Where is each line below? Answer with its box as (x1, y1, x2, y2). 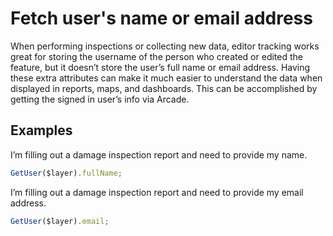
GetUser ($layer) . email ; (10, 216, 110, 226)
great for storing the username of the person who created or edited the (10, 50, 303, 62)
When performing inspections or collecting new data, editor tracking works (10, 40, 320, 52)
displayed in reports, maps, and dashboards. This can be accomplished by (10, 82, 318, 94)
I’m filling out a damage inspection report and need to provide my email (10, 186, 304, 198)
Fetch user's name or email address (10, 7, 313, 30)
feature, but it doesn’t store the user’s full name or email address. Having (10, 61, 311, 73)
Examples (10, 122, 73, 139)
